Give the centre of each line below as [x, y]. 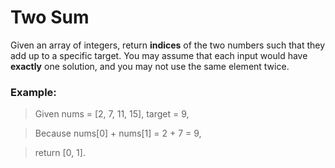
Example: [33, 92]
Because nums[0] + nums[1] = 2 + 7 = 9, [118, 133]
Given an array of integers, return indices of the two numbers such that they [168, 45]
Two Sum [50, 17]
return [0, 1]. [60, 153]
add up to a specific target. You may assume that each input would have [159, 55]
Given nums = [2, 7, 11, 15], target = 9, [112, 114]
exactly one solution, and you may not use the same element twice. [150, 66]
